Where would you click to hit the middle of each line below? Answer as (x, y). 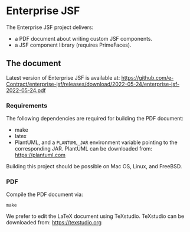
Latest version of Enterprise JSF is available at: (63, 77)
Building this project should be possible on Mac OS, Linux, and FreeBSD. (94, 166)
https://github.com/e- (148, 77)
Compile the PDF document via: (45, 195)
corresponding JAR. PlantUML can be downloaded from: (83, 149)
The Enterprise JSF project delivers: (50, 27)
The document (34, 63)
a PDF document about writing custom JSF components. (83, 38)
